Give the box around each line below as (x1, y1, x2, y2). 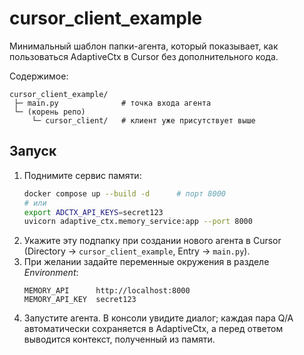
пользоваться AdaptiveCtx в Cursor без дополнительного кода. (9, 50, 279, 62)
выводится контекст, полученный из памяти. (23, 333, 216, 346)
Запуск (9, 143, 57, 160)
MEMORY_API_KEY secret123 (23, 295, 137, 305)
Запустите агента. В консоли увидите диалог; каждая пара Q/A (23, 312, 294, 324)
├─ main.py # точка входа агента (13, 98, 212, 108)
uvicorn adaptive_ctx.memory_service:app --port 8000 (23, 217, 253, 227)
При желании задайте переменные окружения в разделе (23, 256, 270, 268)
